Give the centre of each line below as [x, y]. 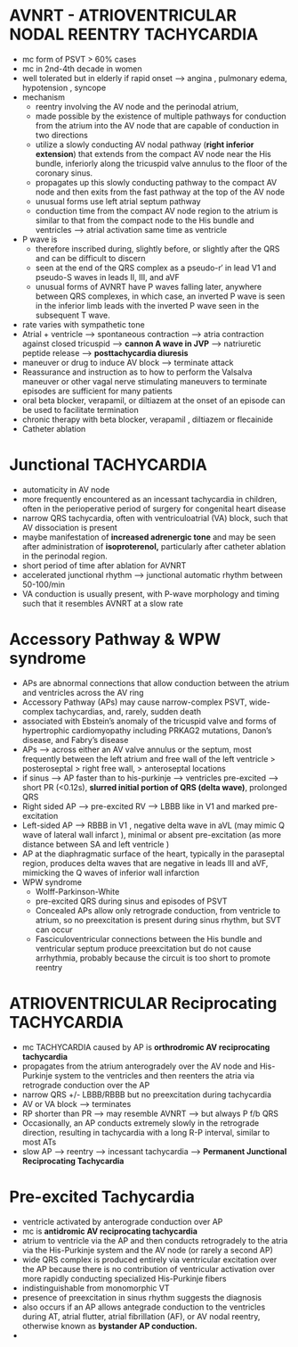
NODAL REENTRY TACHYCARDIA [134, 34]
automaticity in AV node [66, 489]
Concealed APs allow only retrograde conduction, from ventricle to [158, 910]
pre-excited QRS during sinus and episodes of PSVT [131, 901]
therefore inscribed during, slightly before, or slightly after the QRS [157, 248]
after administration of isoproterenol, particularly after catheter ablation [154, 546]
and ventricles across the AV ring [83, 692]
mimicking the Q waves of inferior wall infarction [111, 872]
